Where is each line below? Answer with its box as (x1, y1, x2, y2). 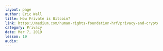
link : (5, 20, 16, 26)
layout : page (5, 7, 32, 12)
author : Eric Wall (5, 12, 42, 17)
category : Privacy (5, 25, 42, 30)
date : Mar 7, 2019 (5, 30, 42, 34)
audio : (5, 39, 18, 44)
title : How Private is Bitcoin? (5, 16, 70, 21)
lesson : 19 (5, 34, 27, 39)
